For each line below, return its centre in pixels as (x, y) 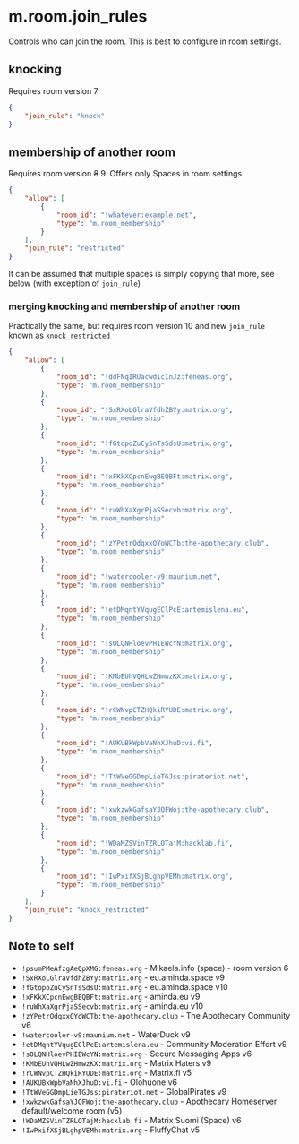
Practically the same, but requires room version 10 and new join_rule (137, 326)
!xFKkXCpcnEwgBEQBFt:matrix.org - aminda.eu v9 (111, 996)
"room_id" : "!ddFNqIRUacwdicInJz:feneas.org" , (145, 377)
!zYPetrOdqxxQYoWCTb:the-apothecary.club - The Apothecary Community (156, 1015)
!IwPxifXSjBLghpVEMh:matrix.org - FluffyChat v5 (111, 1130)
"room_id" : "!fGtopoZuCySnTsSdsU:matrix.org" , (145, 443)
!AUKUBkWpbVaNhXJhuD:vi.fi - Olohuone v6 (99, 1082)
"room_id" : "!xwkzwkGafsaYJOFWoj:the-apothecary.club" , (162, 810)
